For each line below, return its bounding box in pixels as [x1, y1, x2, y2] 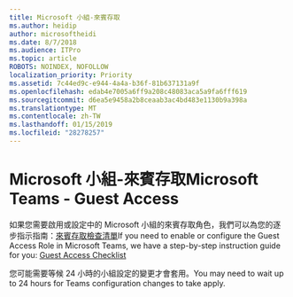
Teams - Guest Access [9, 189, 180, 209]
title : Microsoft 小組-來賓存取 [9, 12, 121, 22]
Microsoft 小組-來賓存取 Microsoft [9, 169, 259, 190]
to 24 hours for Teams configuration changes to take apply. [9, 277, 226, 288]
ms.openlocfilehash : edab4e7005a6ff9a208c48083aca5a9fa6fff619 [9, 87, 248, 96]
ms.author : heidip [9, 21, 77, 30]
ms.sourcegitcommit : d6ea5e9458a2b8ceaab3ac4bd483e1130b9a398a [9, 95, 248, 105]
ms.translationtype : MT [9, 104, 97, 113]
